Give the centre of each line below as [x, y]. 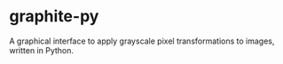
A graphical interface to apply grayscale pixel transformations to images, [142, 41]
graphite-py [54, 16]
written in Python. [41, 50]
